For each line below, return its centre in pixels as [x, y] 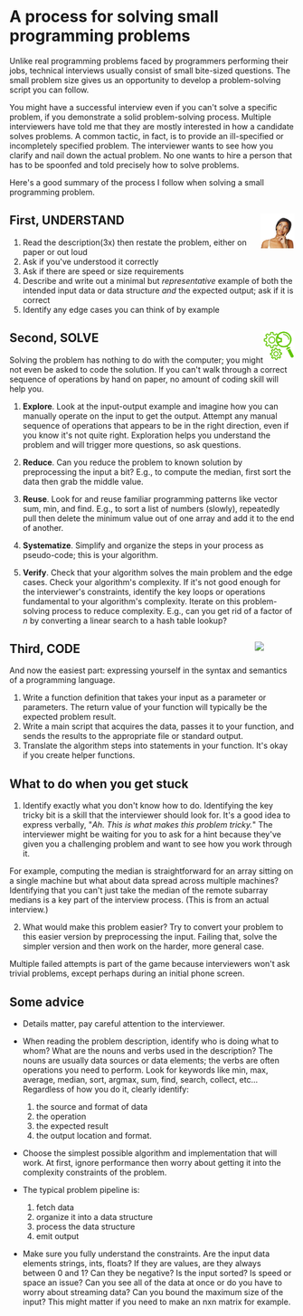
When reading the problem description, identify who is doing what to [150, 1041]
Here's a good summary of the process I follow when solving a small [137, 182]
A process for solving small [114, 17]
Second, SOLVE [54, 338]
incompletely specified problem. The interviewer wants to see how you [142, 146]
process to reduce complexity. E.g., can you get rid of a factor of [172, 611]
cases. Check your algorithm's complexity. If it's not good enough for [151, 582]
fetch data [55, 1207]
